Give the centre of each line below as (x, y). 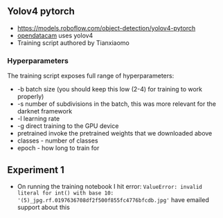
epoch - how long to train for (58, 148)
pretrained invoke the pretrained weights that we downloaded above (115, 134)
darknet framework (45, 111)
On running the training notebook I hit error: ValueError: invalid (109, 186)
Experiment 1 (36, 170)
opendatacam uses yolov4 (55, 35)
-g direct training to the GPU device (68, 126)
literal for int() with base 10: (65, 193)
